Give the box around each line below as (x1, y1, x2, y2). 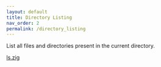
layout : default (6, 8, 48, 15)
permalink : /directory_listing (6, 25, 86, 32)
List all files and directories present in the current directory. (6, 42, 156, 49)
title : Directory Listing (6, 14, 72, 21)
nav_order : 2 (6, 20, 40, 26)
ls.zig (6, 54, 20, 61)
